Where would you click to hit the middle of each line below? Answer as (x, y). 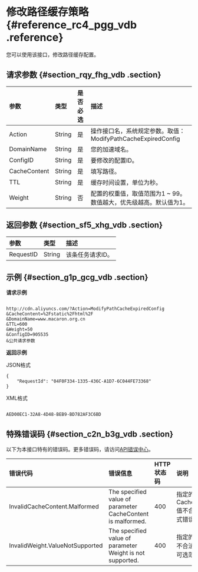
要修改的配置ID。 (114, 160)
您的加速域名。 (111, 149)
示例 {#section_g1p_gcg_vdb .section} (77, 277)
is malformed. (128, 521)
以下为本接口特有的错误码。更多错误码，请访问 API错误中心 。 (80, 449)
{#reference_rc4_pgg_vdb (72, 25)
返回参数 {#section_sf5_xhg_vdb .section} (85, 225)
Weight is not (127, 553)
